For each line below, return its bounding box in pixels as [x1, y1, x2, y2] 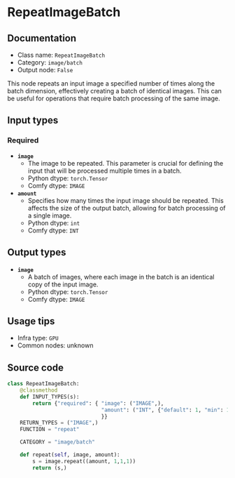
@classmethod [20, 387, 58, 394]
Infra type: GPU [17, 334, 59, 343]
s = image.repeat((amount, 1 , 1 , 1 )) [32, 458, 136, 465]
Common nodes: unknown [17, 341, 94, 350]
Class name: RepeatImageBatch [17, 51, 106, 59]
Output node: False [17, 66, 73, 74]
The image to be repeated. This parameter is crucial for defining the [27, 159, 224, 167]
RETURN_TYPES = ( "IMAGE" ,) [20, 419, 99, 427]
